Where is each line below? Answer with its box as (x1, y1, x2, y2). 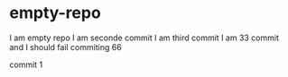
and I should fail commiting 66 (9, 41, 122, 52)
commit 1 (9, 59, 43, 70)
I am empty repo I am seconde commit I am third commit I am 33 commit (9, 32, 280, 43)
